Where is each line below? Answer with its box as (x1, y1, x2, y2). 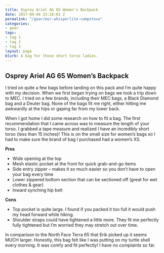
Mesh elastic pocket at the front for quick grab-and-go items (12, 161, 136, 167)
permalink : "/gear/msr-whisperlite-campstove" (5, 16, 103, 21)
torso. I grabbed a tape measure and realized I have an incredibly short (5, 126, 150, 132)
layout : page (5, 49, 32, 53)
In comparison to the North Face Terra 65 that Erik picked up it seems (5, 232, 147, 238)
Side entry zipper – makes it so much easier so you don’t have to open (12, 166, 156, 172)
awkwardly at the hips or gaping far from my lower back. (5, 106, 121, 112)
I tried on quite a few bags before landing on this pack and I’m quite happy (5, 85, 157, 91)
